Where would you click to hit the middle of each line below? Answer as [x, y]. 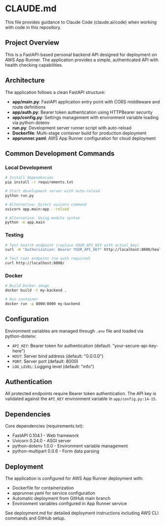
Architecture [25, 81]
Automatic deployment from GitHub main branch [61, 499]
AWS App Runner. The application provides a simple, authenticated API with [82, 60]
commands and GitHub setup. [35, 518]
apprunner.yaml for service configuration [54, 493]
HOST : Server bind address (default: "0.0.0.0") [58, 356]
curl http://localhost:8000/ [35, 263]
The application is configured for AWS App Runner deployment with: [74, 478]
